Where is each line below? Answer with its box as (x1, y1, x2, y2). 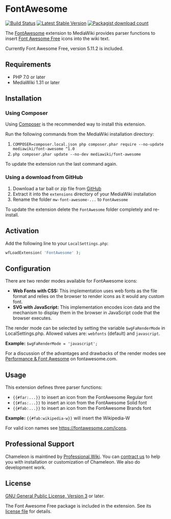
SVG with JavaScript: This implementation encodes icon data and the (12, 304, 160, 310)
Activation (5, 227, 39, 235)
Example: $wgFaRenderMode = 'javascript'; (5, 341, 98, 347)
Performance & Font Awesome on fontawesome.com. (5, 356, 117, 362)
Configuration (5, 264, 51, 273)
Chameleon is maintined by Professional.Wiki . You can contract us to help (5, 453, 161, 460)
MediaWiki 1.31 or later (12, 79, 60, 85)
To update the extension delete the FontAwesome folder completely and (5, 206, 152, 212)
